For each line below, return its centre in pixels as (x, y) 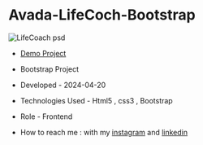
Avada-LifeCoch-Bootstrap (102, 15)
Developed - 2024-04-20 (63, 85)
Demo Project (43, 53)
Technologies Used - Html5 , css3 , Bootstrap (96, 100)
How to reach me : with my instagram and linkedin (104, 132)
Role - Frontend (46, 116)
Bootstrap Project (50, 69)
